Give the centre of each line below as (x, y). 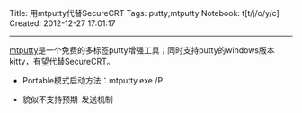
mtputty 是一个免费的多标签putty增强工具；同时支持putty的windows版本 (142, 50)
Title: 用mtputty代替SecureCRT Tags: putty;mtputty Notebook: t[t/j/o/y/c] (145, 13)
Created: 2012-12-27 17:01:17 (62, 23)
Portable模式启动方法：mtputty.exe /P (93, 80)
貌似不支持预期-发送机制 (68, 100)
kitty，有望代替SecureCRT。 (62, 61)
